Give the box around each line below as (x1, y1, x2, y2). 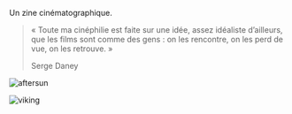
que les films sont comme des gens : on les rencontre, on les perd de (30, 34, 284, 44)
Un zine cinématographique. (9, 8, 112, 18)
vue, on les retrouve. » (30, 43, 113, 54)
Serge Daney (30, 61, 79, 71)
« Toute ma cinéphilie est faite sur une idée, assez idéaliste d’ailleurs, (30, 25, 283, 34)
